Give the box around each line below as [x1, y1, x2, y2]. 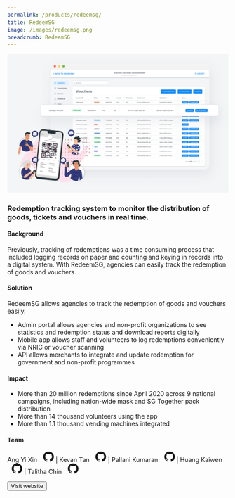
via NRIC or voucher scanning [17, 343, 105, 352]
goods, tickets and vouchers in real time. [7, 212, 149, 222]
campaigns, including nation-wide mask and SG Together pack [17, 397, 200, 406]
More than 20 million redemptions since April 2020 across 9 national [17, 390, 216, 398]
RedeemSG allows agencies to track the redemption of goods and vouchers [7, 300, 227, 308]
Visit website [11, 483, 43, 490]
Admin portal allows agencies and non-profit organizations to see [17, 321, 207, 329]
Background [7, 229, 44, 238]
